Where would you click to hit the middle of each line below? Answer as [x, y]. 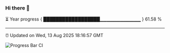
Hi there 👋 [18, 8]
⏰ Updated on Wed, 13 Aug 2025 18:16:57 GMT [54, 35]
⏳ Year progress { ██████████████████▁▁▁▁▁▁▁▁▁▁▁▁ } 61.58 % [83, 19]
